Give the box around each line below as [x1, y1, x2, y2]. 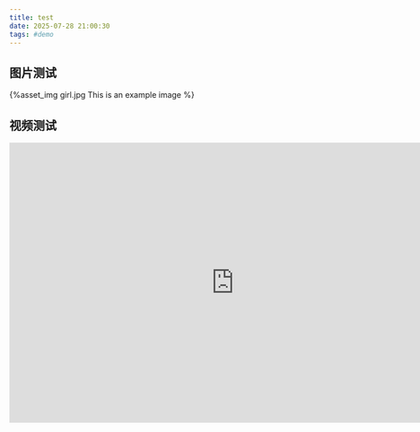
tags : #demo [9, 30, 54, 39]
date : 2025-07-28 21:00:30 [9, 22, 110, 30]
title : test [9, 13, 54, 22]
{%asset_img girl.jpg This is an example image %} [9, 90, 195, 100]
